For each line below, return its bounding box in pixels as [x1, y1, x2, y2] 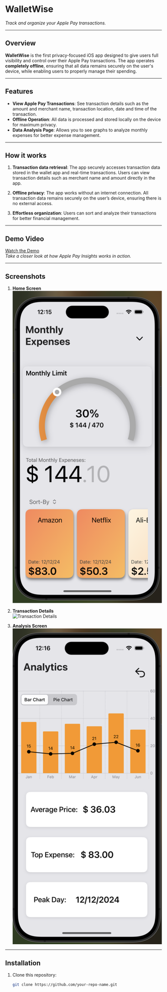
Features [5, 87, 33, 96]
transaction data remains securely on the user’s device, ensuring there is [12, 195, 162, 201]
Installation [5, 959, 41, 967]
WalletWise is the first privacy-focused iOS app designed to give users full [5, 52, 159, 58]
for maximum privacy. [12, 121, 57, 127]
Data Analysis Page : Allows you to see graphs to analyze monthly [12, 127, 148, 133]
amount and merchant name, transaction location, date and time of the [12, 106, 157, 111]
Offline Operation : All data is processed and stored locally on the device [12, 116, 161, 122]
